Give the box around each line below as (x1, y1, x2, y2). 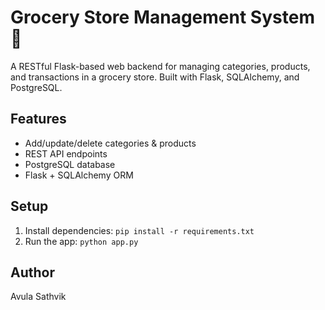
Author (10, 264, 55, 281)
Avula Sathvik (10, 291, 67, 303)
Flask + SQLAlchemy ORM (24, 169, 134, 181)
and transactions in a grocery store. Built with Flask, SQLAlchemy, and (10, 71, 300, 83)
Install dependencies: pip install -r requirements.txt (24, 224, 255, 236)
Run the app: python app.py (24, 235, 139, 247)
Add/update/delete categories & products (24, 137, 197, 149)
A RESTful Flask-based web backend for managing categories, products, (10, 60, 311, 72)
